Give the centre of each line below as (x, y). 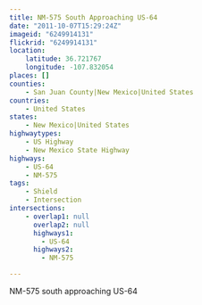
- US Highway (50, 142)
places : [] (29, 76)
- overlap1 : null (58, 216)
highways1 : (53, 233)
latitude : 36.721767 (63, 59)
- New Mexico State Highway (77, 150)
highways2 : (53, 250)
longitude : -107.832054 (70, 68)
